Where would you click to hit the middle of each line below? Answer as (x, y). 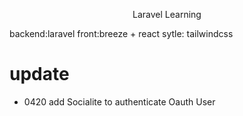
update (39, 74)
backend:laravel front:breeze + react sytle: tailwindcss (121, 33)
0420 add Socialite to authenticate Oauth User (119, 101)
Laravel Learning (167, 14)
